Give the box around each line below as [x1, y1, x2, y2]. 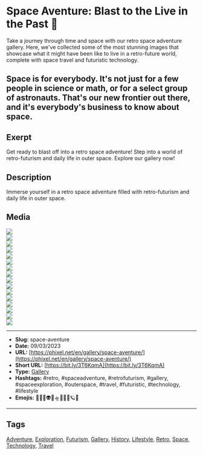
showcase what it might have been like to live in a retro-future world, [6, 50, 177, 57]
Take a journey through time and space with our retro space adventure [6, 37, 182, 44]
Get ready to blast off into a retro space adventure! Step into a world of [6, 148, 183, 155]
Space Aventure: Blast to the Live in [6, 4, 188, 18]
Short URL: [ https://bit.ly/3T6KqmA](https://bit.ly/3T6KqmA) [14, 361, 165, 369]
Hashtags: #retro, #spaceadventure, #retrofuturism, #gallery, [14, 374, 169, 381]
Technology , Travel [6, 442, 54, 449]
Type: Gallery [14, 367, 50, 375]
